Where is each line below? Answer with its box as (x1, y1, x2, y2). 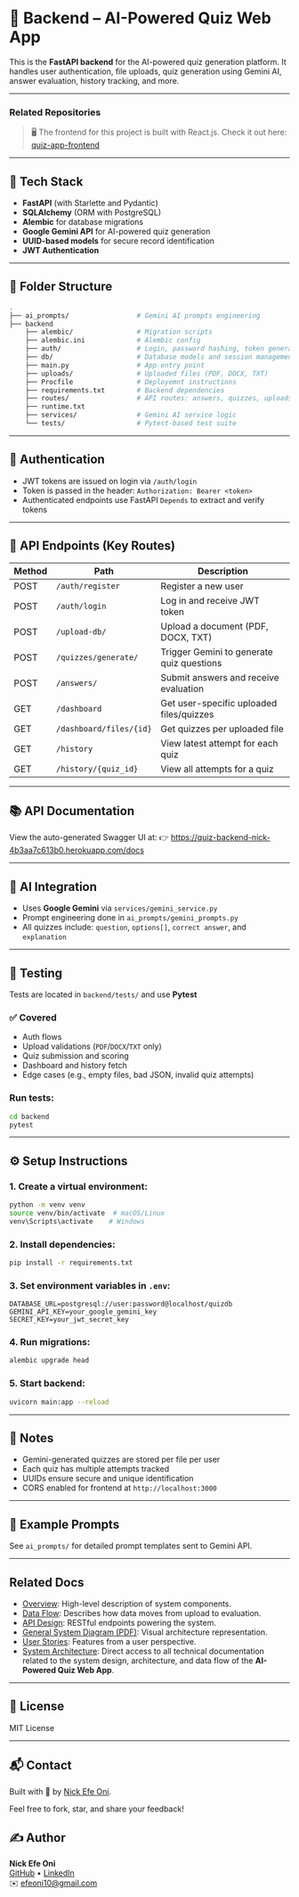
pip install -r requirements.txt (9, 1258, 133, 1267)
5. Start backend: (9, 1377, 86, 1390)
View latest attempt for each (160, 737, 279, 749)
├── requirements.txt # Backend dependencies (25, 385, 225, 395)
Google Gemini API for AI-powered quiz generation (21, 227, 211, 237)
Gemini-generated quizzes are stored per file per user (21, 1454, 221, 1465)
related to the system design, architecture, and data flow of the (21, 1654, 254, 1666)
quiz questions (160, 656, 222, 669)
